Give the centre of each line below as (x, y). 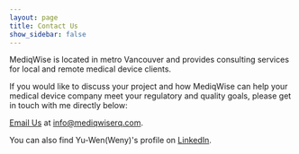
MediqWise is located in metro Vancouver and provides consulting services (149, 60)
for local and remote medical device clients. (91, 69)
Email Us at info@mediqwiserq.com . (77, 123)
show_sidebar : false (48, 34)
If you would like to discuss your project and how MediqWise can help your (149, 87)
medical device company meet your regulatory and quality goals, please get (150, 96)
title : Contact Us (44, 26)
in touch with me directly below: (68, 106)
